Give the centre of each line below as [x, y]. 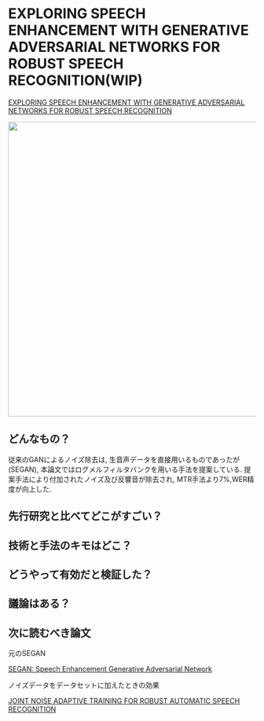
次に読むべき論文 [49, 633]
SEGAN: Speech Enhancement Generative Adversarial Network [110, 669]
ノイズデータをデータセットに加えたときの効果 [84, 686]
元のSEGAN [27, 653]
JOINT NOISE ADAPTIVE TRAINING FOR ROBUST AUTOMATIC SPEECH [124, 701]
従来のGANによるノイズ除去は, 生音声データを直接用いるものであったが [124, 459]
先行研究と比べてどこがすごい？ [85, 516]
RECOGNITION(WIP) [75, 81]
